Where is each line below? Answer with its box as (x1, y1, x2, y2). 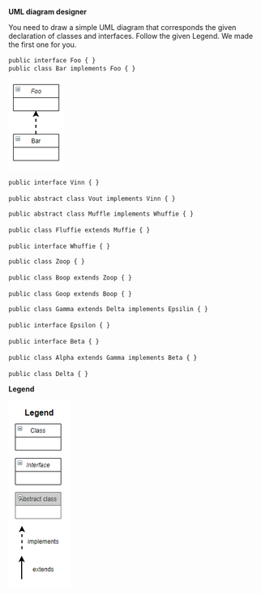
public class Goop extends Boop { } (8, 290, 132, 298)
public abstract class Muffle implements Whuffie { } (8, 210, 195, 218)
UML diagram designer (8, 7, 88, 16)
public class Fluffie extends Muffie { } (8, 226, 151, 234)
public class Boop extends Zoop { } (8, 274, 132, 282)
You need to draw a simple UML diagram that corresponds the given (8, 23, 237, 32)
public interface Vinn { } (8, 178, 100, 186)
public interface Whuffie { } (8, 242, 111, 250)
